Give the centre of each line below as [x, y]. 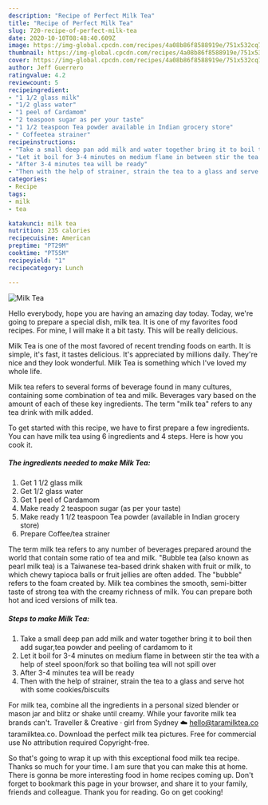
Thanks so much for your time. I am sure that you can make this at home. [128, 767]
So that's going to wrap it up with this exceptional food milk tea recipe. [124, 758]
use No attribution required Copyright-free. [79, 743]
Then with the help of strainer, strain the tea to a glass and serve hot [132, 681]
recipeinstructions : [43, 142]
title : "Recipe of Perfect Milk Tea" [71, 23]
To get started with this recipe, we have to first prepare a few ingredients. [129, 428]
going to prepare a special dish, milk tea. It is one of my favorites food [123, 321]
